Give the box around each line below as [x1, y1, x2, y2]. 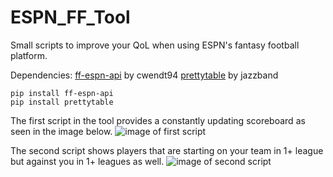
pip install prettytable [10, 97, 114, 107]
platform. [10, 49, 48, 61]
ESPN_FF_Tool [10, 6, 131, 29]
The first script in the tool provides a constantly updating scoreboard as [10, 114, 306, 126]
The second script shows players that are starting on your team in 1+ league [10, 144, 324, 156]
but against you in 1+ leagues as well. [10, 155, 165, 167]
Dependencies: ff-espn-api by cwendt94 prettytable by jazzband [10, 69, 279, 81]
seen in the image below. [10, 125, 113, 137]
